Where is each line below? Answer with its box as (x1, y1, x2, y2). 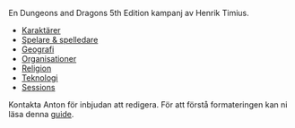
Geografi (21, 44, 55, 55)
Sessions (21, 82, 56, 92)
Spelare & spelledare (21, 35, 99, 45)
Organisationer (21, 54, 77, 64)
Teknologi (21, 73, 59, 83)
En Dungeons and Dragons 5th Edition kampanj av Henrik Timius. (8, 8, 250, 18)
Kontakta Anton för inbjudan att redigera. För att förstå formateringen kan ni (8, 99, 288, 110)
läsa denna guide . (8, 109, 74, 119)
